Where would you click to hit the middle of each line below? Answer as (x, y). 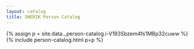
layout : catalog (26, 11)
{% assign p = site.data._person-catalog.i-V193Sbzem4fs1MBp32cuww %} (97, 33)
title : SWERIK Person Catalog (43, 17)
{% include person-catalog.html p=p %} (55, 40)
